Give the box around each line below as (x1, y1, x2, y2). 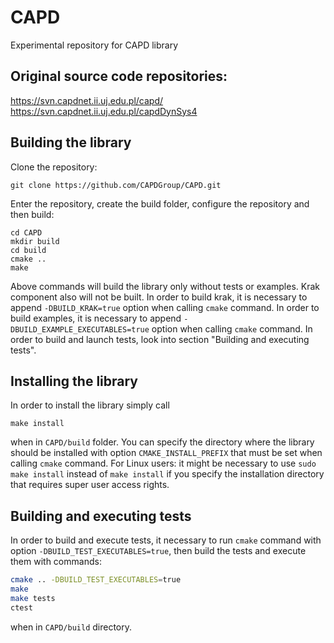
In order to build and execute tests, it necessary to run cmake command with (10, 534, 322, 546)
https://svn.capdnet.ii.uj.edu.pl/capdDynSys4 (10, 105, 198, 117)
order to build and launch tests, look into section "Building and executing (10, 333, 310, 345)
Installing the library (10, 372, 139, 390)
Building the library (10, 134, 132, 151)
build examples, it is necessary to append (10, 312, 182, 324)
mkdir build (10, 236, 60, 246)
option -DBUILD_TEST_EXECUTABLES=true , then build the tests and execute (10, 545, 307, 557)
